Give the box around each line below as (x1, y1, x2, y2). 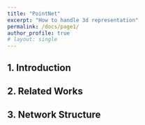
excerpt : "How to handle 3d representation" (7, 17, 139, 24)
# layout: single (7, 36, 58, 43)
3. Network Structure (7, 109, 101, 121)
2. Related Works (7, 85, 84, 97)
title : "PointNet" (7, 10, 61, 17)
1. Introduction (7, 62, 71, 74)
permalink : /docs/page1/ (7, 23, 79, 30)
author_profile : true (7, 29, 70, 37)
